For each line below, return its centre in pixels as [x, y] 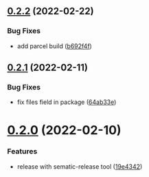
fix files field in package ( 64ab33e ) [67, 102]
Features [22, 152]
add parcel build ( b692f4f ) [55, 46]
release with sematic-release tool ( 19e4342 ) [80, 166]
